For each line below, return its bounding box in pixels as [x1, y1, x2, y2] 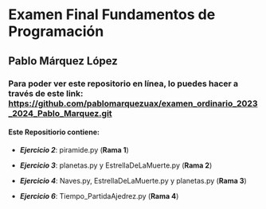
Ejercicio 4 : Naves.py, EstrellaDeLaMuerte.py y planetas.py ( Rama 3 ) [19, 176, 247, 185]
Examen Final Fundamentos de [8, 6, 216, 24]
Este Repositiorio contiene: [8, 127, 100, 137]
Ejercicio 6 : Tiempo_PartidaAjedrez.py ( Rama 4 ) [19, 191, 179, 200]
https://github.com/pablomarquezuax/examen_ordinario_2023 [8, 98, 258, 109]
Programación [8, 22, 104, 41]
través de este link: [8, 87, 84, 99]
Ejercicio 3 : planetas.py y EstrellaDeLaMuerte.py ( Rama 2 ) [19, 161, 213, 170]
